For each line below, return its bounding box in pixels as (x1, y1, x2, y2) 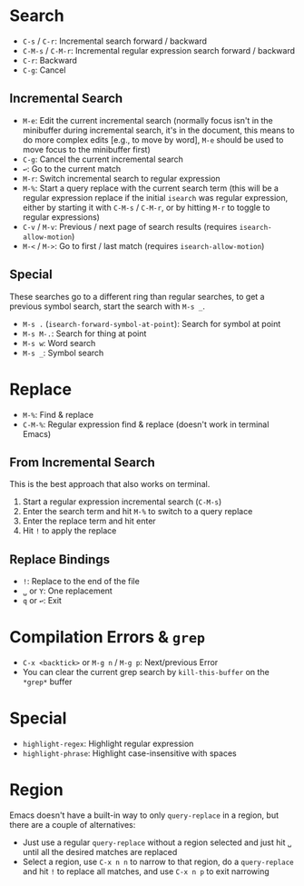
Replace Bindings (9, 552, 111, 567)
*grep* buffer (22, 676, 73, 687)
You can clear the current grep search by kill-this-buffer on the (22, 667, 270, 678)
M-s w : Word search (22, 337, 96, 348)
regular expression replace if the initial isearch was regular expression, (22, 192, 289, 203)
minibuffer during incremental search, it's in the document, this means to (22, 124, 295, 135)
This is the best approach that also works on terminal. (9, 479, 211, 490)
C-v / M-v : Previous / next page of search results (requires (22, 221, 238, 232)
